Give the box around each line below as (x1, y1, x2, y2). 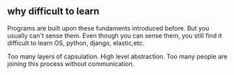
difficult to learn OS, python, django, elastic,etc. (7, 38, 145, 47)
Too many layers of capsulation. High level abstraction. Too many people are (7, 52, 228, 60)
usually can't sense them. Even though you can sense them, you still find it (7, 31, 222, 40)
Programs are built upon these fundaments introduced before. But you (7, 24, 210, 32)
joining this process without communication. (7, 59, 135, 68)
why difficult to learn (7, 6, 100, 17)
